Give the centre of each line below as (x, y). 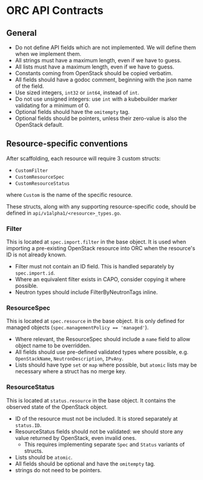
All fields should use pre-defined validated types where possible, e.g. (102, 352)
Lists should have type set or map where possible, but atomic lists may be (106, 365)
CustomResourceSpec (40, 177)
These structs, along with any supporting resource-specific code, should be (101, 206)
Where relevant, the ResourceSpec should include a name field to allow (103, 339)
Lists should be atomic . (44, 457)
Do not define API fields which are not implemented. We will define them (105, 47)
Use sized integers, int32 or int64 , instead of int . (77, 92)
